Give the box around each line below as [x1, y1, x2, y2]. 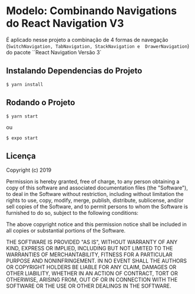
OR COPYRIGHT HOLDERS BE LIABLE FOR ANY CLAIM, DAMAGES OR [6, 264, 177, 271]
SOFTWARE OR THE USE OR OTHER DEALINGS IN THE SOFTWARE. [6, 282, 171, 290]
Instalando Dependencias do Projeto [6, 66, 143, 76]
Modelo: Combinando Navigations [6, 4, 177, 18]
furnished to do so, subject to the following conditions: [6, 210, 138, 217]
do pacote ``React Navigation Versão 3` [6, 48, 102, 55]
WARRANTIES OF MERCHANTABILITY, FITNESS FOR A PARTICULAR [6, 251, 173, 258]
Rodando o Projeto [6, 97, 75, 107]
